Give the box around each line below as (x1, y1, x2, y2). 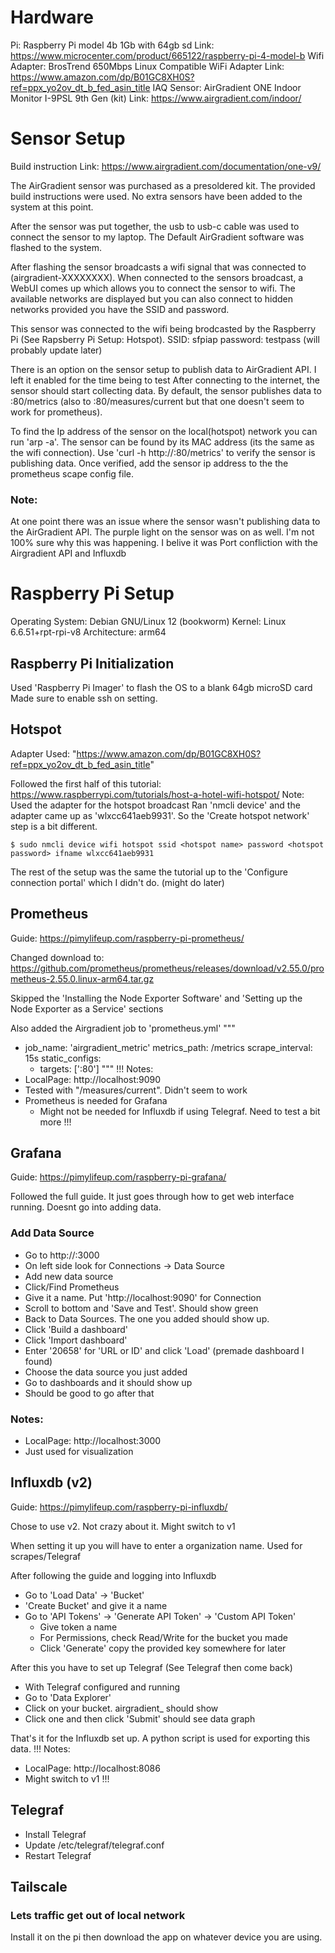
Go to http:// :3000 (24, 1249, 100, 1261)
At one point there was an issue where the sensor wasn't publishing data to (10, 516, 321, 528)
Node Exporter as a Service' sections (10, 1002, 164, 1015)
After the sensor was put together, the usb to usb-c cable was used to (10, 220, 300, 232)
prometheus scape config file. (10, 467, 135, 480)
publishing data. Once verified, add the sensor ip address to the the (10, 457, 289, 469)
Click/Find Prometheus (24, 1281, 120, 1293)
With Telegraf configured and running (24, 1681, 181, 1693)
